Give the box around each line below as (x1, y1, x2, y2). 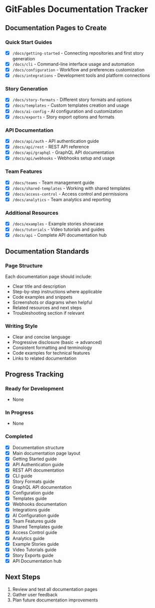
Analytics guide (12, 535, 45, 541)
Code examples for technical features (12, 350, 90, 356)
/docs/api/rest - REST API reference (12, 144, 89, 150)
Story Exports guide (12, 552, 54, 558)
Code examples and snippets (12, 294, 72, 300)
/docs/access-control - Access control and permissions (12, 191, 128, 197)
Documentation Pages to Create (5, 24, 107, 32)
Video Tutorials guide (12, 547, 56, 553)
